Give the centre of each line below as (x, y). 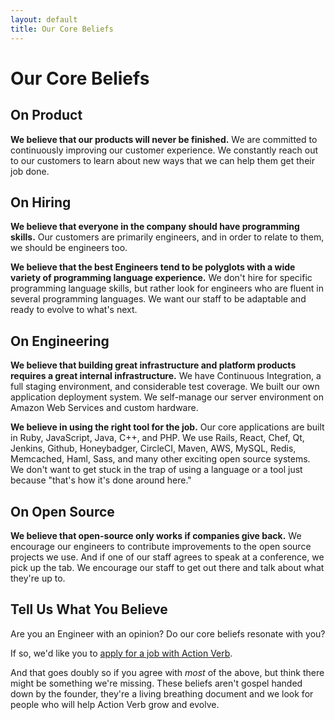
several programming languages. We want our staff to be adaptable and (158, 299)
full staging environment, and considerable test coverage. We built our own (165, 387)
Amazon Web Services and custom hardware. (104, 408)
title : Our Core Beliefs (62, 29)
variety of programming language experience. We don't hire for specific (161, 278)
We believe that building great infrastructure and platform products (153, 365)
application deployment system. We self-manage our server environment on (167, 397)
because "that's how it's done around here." (101, 480)
